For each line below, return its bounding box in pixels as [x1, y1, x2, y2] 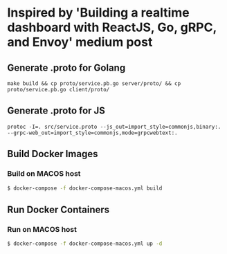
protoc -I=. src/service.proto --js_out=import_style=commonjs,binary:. [7, 123, 221, 130]
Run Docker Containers [7, 203, 110, 215]
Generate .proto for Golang [7, 62, 126, 73]
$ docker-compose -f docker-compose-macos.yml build [7, 185, 163, 192]
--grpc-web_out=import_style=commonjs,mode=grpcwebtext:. [7, 129, 178, 136]
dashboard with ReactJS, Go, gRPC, [7, 19, 217, 35]
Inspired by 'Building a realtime [7, 5, 190, 21]
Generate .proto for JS [7, 105, 106, 117]
